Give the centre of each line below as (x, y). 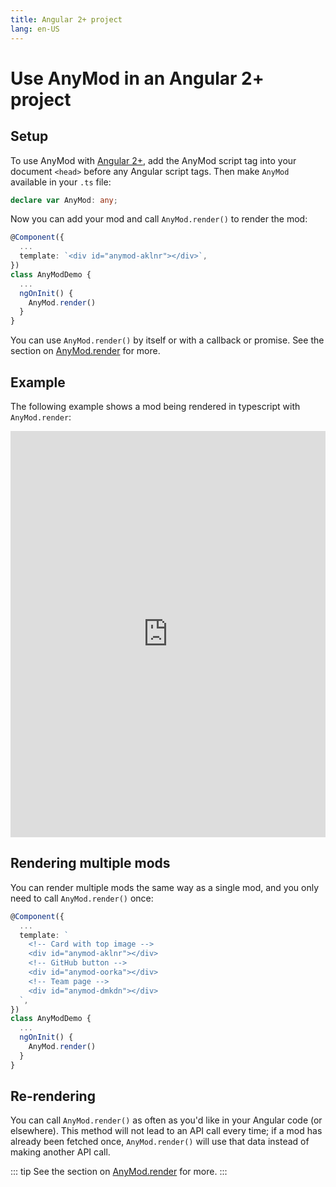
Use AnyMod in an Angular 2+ (137, 78)
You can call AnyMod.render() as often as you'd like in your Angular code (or (166, 1120)
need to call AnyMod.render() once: (82, 898)
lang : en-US (35, 29)
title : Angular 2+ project (66, 19)
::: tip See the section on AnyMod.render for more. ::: (119, 1172)
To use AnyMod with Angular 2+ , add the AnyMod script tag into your (153, 160)
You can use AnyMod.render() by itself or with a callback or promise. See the (167, 340)
